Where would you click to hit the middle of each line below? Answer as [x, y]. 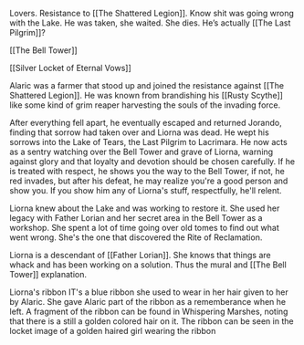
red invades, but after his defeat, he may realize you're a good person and [149, 181]
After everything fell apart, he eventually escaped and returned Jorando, [146, 123]
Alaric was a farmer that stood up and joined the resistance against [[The [147, 85]
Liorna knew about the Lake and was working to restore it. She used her [145, 208]
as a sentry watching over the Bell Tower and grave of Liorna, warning [142, 152]
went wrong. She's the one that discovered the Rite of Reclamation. [136, 237]
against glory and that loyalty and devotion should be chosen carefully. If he [152, 162]
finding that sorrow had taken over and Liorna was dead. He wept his [139, 132]
